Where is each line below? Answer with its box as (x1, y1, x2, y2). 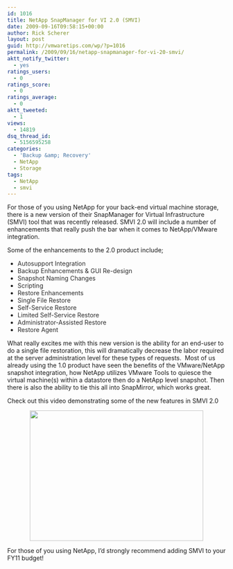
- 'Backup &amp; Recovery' (13, 152, 92, 159)
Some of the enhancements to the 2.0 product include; (7, 246, 164, 254)
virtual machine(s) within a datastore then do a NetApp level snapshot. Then (7, 376, 225, 385)
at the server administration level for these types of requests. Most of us (7, 354, 216, 362)
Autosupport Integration (17, 259, 86, 268)
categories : (7, 146, 42, 152)
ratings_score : (7, 81, 51, 88)
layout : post (7, 36, 45, 43)
